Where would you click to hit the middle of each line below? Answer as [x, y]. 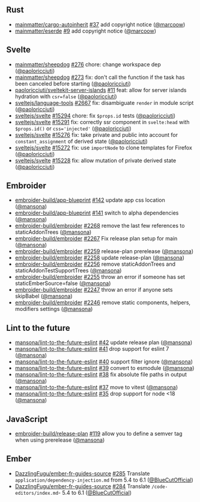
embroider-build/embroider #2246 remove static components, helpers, [103, 303]
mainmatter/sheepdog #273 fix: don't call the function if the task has [100, 77]
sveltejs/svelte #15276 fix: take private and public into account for [96, 134]
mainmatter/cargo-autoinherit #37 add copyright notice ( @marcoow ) [100, 24]
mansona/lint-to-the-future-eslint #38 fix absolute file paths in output [101, 375]
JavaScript [27, 419]
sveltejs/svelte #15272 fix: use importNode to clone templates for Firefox [103, 148]
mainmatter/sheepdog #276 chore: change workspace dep [88, 64]
